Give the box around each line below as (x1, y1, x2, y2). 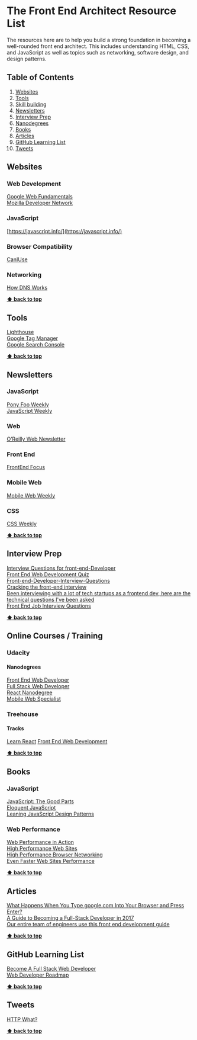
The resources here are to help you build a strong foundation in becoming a (7, 36, 191, 43)
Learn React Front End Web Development (7, 738, 108, 745)
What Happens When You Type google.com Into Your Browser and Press (7, 902, 185, 909)
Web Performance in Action (7, 839, 75, 846)
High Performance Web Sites (7, 845, 77, 852)
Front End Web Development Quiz (7, 570, 89, 578)
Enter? (7, 908, 22, 916)
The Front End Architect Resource (7, 4, 177, 18)
